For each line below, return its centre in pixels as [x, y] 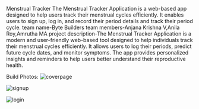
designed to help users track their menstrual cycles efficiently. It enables [95, 15]
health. [15, 65]
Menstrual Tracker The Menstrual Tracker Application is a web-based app [97, 9]
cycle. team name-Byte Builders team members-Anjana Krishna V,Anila [93, 27]
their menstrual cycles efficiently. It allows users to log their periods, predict [99, 46]
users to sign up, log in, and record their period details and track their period [99, 21]
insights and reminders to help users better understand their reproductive [96, 59]
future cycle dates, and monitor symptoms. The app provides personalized [97, 52]
